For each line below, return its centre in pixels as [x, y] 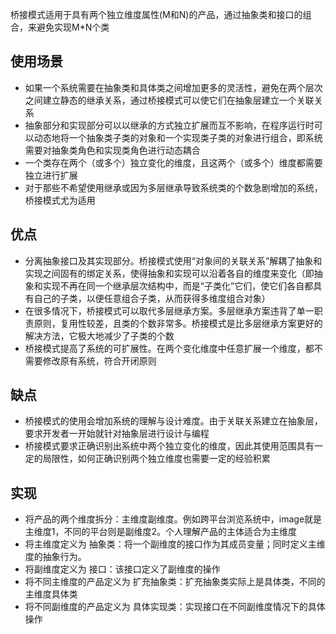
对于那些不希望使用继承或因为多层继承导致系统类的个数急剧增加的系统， [173, 187]
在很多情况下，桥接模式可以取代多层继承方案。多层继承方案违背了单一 [169, 310]
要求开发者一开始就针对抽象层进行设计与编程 [117, 434]
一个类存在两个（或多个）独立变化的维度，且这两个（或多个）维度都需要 [173, 162]
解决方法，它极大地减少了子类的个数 [99, 335]
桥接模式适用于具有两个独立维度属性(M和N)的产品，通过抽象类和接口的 [156, 14]
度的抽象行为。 [55, 557]
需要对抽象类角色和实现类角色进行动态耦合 [112, 150]
